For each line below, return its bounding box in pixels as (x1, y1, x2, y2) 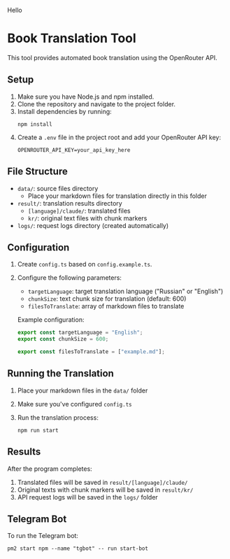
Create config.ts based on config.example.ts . (17, 260, 152, 269)
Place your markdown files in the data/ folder (17, 386, 148, 395)
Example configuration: (17, 316, 85, 324)
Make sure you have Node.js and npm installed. (17, 92, 154, 101)
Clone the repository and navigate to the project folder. (17, 99, 176, 108)
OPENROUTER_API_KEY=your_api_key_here (17, 146, 131, 153)
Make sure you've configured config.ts (17, 399, 132, 408)
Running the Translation (7, 367, 114, 380)
